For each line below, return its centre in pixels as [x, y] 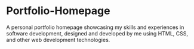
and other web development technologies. [58, 40]
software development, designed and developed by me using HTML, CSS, [97, 33]
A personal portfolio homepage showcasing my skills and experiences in [95, 27]
